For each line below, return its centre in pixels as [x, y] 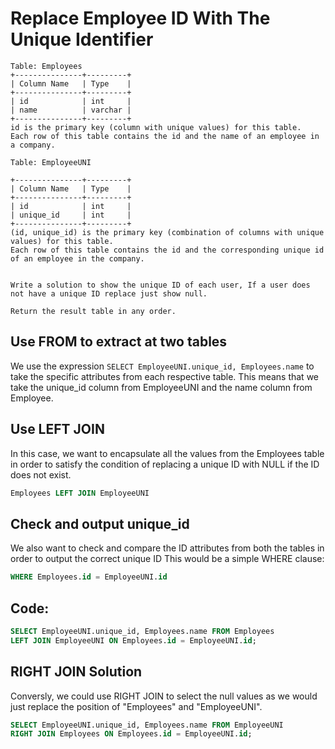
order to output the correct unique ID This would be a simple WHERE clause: [167, 559]
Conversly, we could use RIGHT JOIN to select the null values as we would [164, 696]
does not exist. [41, 474]
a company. [33, 145]
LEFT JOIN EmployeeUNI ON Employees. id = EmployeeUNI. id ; [133, 640]
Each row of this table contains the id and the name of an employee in [165, 136]
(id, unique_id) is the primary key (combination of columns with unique [167, 232]
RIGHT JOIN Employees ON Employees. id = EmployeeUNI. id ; [131, 734]
